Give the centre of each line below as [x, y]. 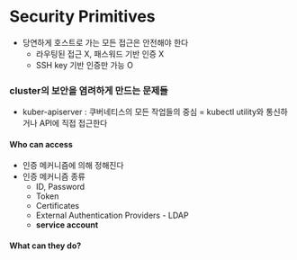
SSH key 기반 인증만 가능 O [84, 65]
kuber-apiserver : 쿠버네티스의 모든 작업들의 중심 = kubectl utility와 [143, 112]
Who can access [41, 144]
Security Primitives [82, 17]
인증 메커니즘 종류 [54, 176]
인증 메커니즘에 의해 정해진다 [73, 166]
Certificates [58, 206]
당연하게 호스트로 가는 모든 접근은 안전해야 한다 [105, 42]
